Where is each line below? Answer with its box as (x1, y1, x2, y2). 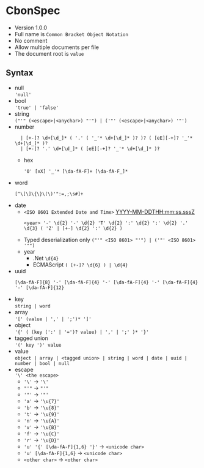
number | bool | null (14, 360, 70, 366)
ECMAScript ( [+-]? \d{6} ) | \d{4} (32, 261, 128, 268)
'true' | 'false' (14, 105, 59, 111)
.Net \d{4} (32, 254, 59, 262)
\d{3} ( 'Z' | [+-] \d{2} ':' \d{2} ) (23, 225, 123, 232)
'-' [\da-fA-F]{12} (14, 284, 65, 291)
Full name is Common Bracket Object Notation (14, 30, 129, 37)
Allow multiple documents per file (14, 43, 99, 51)
